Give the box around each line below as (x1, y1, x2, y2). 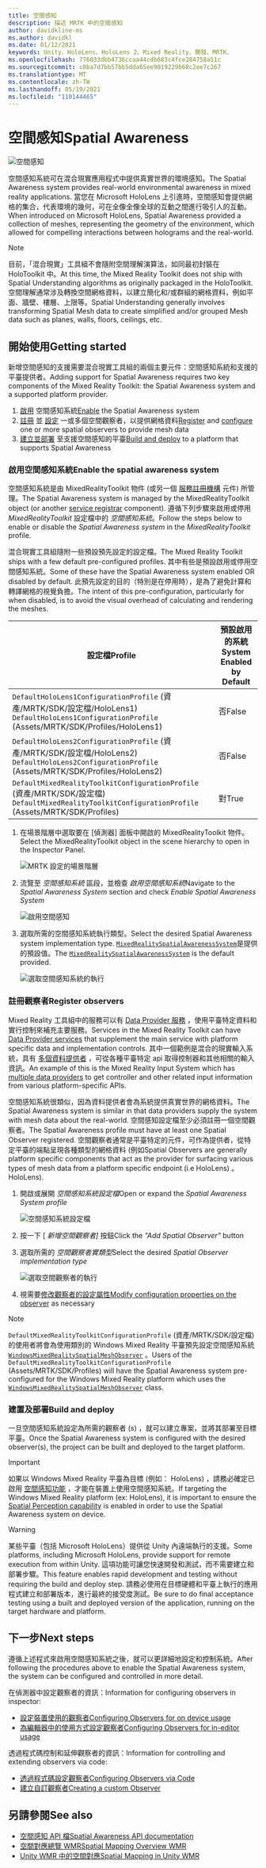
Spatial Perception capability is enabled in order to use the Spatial (8, 1500, 223, 1510)
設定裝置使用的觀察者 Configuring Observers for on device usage (19, 1713, 231, 1722)
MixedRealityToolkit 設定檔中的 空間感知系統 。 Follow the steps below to (8, 513, 243, 523)
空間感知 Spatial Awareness (8, 129, 189, 147)
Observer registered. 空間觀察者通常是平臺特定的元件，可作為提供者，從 (8, 1134, 245, 1145)
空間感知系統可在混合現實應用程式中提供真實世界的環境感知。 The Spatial (8, 173, 247, 183)
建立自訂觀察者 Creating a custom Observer (19, 1783, 161, 1793)
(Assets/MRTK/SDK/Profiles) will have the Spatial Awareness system (8, 1366, 232, 1375)
